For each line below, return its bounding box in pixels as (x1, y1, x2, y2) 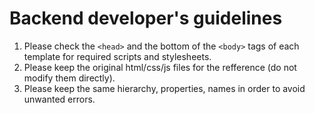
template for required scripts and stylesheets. (23, 50, 212, 62)
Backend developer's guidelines (9, 7, 283, 30)
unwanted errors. (23, 93, 96, 105)
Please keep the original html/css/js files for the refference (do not (23, 61, 297, 73)
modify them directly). (23, 72, 116, 84)
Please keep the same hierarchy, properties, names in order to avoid (23, 82, 306, 94)
